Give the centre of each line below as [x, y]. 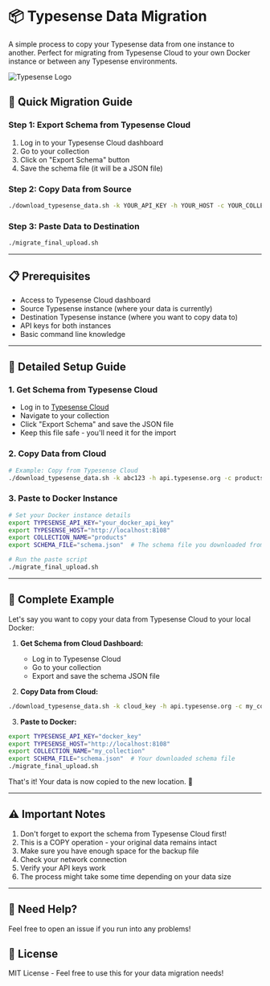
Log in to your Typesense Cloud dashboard [92, 142]
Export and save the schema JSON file [96, 676]
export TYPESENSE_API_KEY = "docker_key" [75, 736]
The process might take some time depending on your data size [125, 876]
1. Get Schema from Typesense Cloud [83, 390]
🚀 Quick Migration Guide [70, 102]
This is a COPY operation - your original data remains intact [118, 842]
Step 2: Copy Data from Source [70, 189]
